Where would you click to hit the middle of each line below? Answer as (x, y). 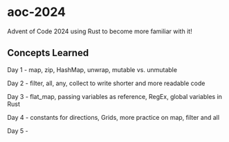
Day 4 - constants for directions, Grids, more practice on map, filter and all (113, 117)
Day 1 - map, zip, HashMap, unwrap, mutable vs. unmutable (92, 69)
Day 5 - (18, 131)
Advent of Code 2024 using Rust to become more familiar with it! (100, 31)
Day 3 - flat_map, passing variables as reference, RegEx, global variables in (115, 96)
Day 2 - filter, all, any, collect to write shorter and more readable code (106, 83)
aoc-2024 (37, 12)
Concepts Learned (48, 53)
